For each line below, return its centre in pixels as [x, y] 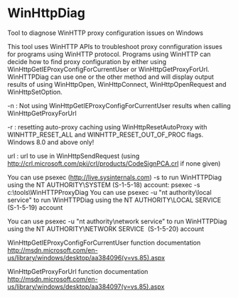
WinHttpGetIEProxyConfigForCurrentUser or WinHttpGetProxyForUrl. [108, 69]
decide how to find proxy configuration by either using [87, 61]
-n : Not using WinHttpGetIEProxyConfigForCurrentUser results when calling [119, 105]
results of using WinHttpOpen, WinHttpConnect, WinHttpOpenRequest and [117, 84]
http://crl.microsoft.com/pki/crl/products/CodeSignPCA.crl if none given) [114, 163]
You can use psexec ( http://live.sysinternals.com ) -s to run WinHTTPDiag [115, 177]
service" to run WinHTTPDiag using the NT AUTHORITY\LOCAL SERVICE [114, 200]
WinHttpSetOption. [35, 92]
